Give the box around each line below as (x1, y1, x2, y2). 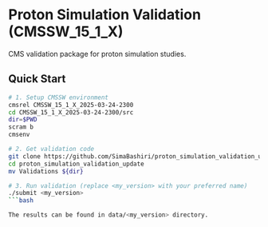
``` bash (8, 197, 34, 205)
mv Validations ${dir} (8, 167, 84, 175)
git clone (8, 152, 41, 161)
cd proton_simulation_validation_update (8, 160, 145, 168)
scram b (8, 123, 34, 131)
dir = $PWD (8, 116, 37, 124)
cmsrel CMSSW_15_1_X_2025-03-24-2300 (8, 101, 134, 109)
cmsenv (8, 130, 30, 139)
